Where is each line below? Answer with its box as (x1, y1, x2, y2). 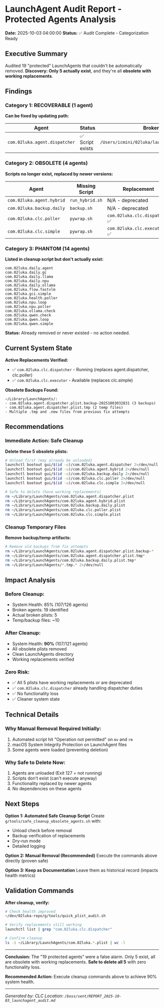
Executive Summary (5, 50, 68, 58)
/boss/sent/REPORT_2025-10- (64, 994, 122, 999)
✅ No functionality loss (12, 691, 59, 696)
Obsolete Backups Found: (5, 387, 59, 393)
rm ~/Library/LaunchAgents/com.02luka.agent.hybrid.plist (5, 498, 125, 503)
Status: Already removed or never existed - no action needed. (5, 330, 130, 336)
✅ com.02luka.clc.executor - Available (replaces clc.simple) (12, 377, 133, 383)
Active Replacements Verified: (5, 357, 68, 363)
